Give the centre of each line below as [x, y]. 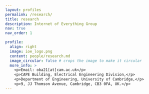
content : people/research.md [40, 56]
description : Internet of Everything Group [51, 24]
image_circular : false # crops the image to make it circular [76, 60]
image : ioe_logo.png [31, 51]
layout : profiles [23, 10]
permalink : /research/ [29, 14]
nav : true [15, 28]
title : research [22, 19]
